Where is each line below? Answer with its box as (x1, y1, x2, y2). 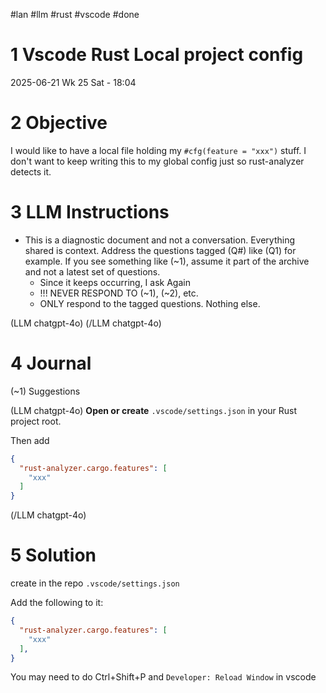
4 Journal (10, 352, 92, 374)
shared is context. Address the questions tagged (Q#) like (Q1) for (24, 244, 297, 256)
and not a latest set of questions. (24, 265, 161, 278)
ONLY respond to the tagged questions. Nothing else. (39, 297, 261, 309)
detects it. (10, 165, 52, 178)
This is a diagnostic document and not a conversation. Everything (24, 234, 295, 246)
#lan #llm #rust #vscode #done (10, 9, 140, 20)
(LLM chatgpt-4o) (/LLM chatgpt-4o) (10, 317, 162, 329)
